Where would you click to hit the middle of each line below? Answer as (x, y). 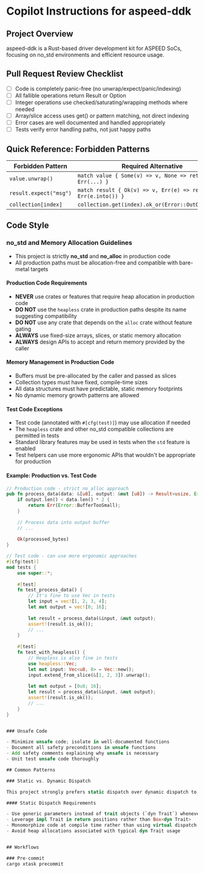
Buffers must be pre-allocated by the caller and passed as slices (96, 376)
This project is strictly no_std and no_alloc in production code (93, 256)
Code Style (28, 226)
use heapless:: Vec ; (53, 663)
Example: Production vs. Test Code (52, 475)
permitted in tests (37, 436)
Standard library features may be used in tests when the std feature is (102, 442)
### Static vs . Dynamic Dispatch (49, 781)
